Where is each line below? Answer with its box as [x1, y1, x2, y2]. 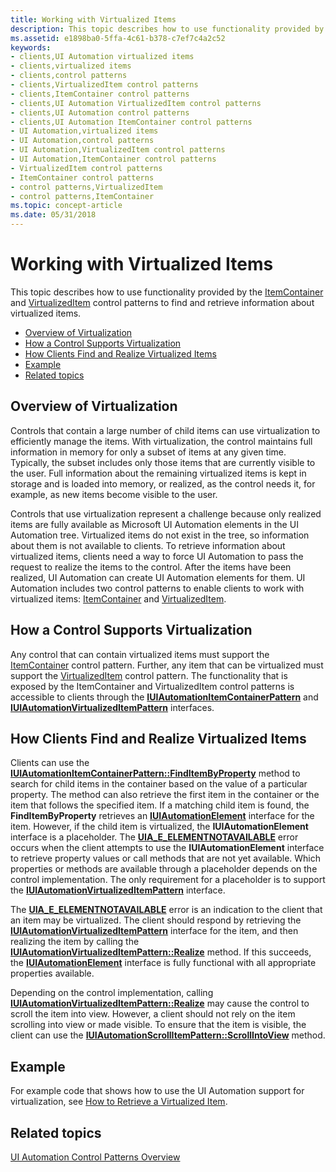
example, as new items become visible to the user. [10, 488, 218, 500]
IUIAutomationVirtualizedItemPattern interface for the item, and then [10, 925, 299, 937]
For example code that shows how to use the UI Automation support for [10, 1085, 305, 1097]
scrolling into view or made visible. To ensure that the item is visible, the [10, 1019, 307, 1031]
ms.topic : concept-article [10, 201, 123, 211]
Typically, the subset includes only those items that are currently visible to [10, 456, 316, 468]
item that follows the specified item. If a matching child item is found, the [10, 799, 310, 811]
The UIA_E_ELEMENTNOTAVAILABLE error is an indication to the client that [10, 904, 323, 916]
